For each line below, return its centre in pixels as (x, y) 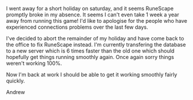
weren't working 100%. (34, 63)
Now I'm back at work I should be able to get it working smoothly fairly (92, 75)
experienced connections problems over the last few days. (77, 27)
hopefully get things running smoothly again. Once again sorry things (90, 57)
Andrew (16, 92)
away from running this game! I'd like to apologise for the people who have (96, 21)
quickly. (16, 81)
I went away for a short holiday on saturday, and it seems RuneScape (90, 8)
